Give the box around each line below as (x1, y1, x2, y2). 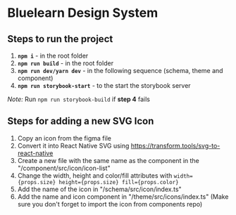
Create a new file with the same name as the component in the (17, 156, 199, 164)
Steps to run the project (7, 33, 113, 45)
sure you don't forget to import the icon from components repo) (17, 200, 203, 208)
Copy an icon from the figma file (17, 133, 111, 142)
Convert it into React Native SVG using (17, 141, 130, 150)
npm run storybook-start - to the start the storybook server (17, 82, 192, 89)
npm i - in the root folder (17, 51, 89, 60)
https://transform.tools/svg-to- (130, 141, 221, 150)
